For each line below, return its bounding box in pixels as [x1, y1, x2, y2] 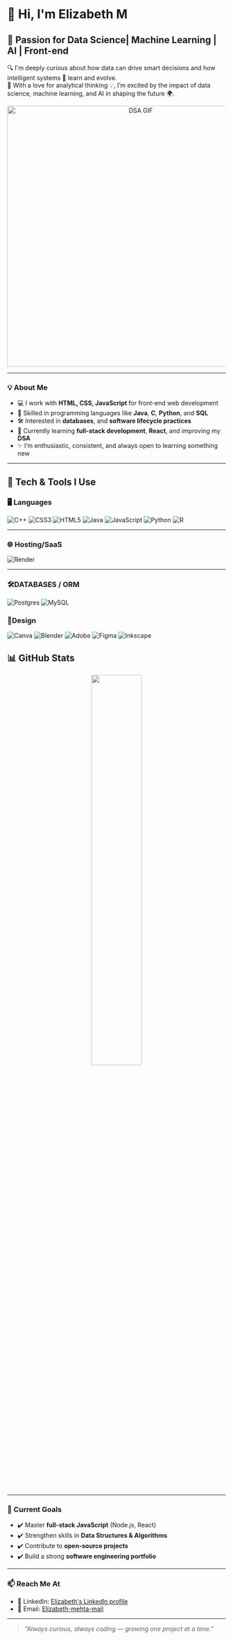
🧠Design [7, 616, 37, 625]
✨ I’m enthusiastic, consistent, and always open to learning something [17, 442, 218, 450]
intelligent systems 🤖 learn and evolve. [7, 74, 117, 82]
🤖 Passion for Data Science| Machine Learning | [7, 34, 217, 46]
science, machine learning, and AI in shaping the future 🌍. [7, 90, 175, 97]
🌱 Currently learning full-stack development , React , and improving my [17, 427, 221, 435]
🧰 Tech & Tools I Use [7, 476, 96, 488]
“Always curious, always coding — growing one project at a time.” [24, 1625, 214, 1633]
